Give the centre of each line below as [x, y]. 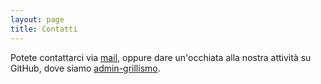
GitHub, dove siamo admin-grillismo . [85, 68]
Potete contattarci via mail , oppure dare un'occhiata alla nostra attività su [161, 57]
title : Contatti [44, 29]
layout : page [37, 19]
